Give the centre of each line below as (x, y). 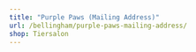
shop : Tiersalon (39, 33)
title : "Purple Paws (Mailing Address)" (85, 17)
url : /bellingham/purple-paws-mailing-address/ (98, 26)
